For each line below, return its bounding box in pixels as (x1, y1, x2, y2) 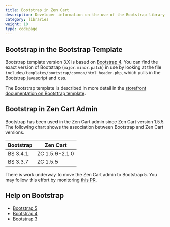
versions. (5, 129, 24, 135)
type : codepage (5, 26, 38, 32)
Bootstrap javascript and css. (5, 75, 67, 81)
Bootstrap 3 (12, 216, 38, 222)
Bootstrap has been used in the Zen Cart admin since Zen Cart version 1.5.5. (5, 118, 165, 125)
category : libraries (5, 17, 49, 22)
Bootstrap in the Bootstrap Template (5, 45, 123, 54)
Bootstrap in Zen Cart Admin (5, 105, 98, 113)
